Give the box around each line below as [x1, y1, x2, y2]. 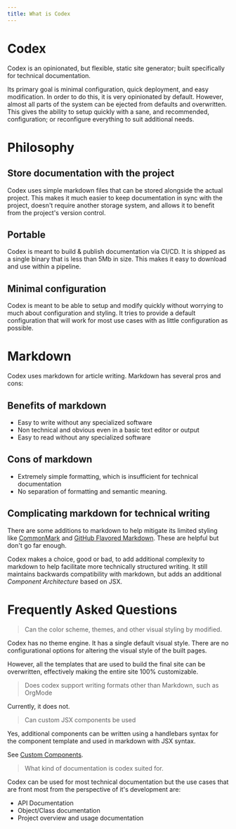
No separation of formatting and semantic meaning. [17, 487, 167, 496]
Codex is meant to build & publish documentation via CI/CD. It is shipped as [7, 248, 226, 256]
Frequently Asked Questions [7, 602, 178, 617]
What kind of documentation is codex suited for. [24, 764, 164, 772]
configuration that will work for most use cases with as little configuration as [7, 316, 228, 325]
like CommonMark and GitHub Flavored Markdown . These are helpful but [7, 534, 219, 542]
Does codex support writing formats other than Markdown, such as [24, 681, 219, 689]
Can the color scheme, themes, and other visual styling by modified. [24, 625, 223, 634]
